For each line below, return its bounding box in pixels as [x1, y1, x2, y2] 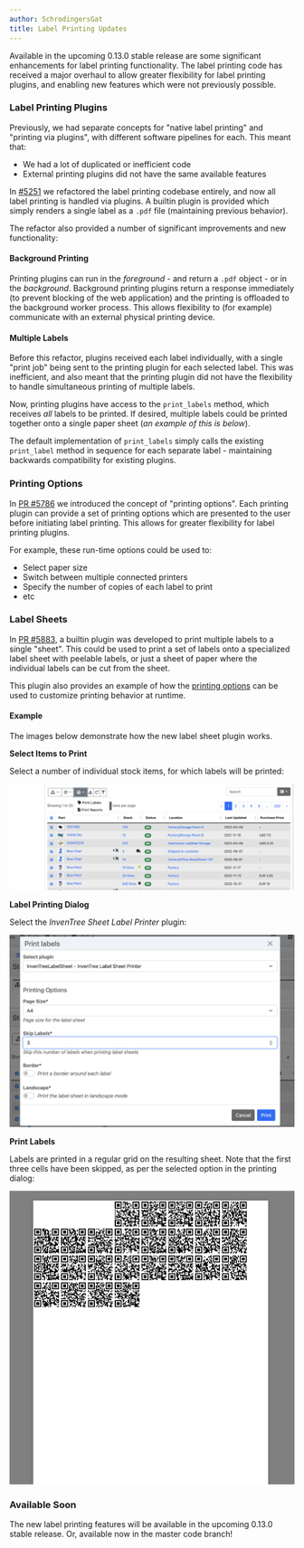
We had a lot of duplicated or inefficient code [22, 158, 192, 169]
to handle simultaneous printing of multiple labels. [9, 381, 196, 393]
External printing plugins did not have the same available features [22, 168, 267, 179]
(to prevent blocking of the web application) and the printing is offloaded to [9, 292, 290, 303]
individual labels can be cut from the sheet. [9, 662, 170, 673]
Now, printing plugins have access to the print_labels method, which [9, 399, 270, 410]
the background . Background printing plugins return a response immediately [9, 283, 295, 293]
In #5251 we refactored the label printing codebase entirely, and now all [9, 185, 276, 196]
